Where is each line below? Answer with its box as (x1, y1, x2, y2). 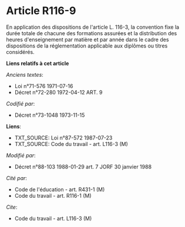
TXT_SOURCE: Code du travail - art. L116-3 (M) (14, 140, 128, 147)
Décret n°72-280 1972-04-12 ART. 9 (14, 89, 103, 96)
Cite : (6, 204, 18, 211)
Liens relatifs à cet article (6, 60, 69, 67)
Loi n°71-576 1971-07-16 (14, 82, 73, 89)
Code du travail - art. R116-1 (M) (14, 192, 92, 199)
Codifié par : (6, 100, 35, 107)
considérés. (6, 48, 35, 55)
